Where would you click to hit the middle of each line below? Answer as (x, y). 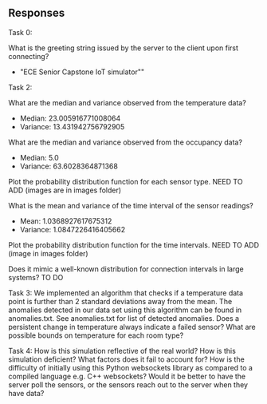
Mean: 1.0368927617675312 (66, 221)
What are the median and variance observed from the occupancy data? (126, 142)
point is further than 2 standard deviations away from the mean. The (120, 301)
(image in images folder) (49, 253)
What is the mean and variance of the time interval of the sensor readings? (131, 205)
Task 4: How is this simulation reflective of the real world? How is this (122, 351)
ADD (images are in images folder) (65, 190)
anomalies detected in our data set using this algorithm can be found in (125, 310)
